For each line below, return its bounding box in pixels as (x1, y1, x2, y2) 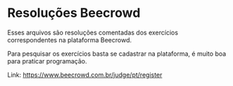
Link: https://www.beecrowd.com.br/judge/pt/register (7, 70, 163, 79)
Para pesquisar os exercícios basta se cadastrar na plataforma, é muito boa (7, 49, 227, 58)
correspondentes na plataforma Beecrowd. (7, 35, 132, 44)
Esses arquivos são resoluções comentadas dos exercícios (7, 28, 178, 37)
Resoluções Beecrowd (7, 5, 141, 21)
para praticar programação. (7, 56, 87, 65)
